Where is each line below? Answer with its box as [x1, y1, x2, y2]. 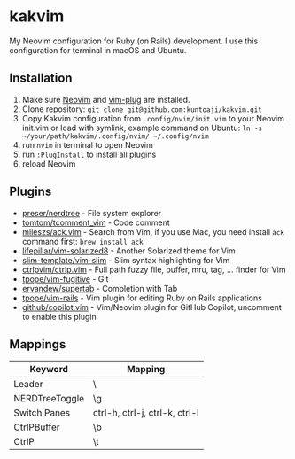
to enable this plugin [21, 311, 97, 322]
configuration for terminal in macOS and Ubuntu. [9, 44, 187, 55]
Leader [13, 378, 43, 391]
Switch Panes [13, 407, 71, 419]
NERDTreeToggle [13, 393, 85, 405]
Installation [9, 71, 73, 86]
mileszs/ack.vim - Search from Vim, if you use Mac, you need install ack [21, 226, 285, 237]
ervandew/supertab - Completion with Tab [21, 283, 178, 293]
